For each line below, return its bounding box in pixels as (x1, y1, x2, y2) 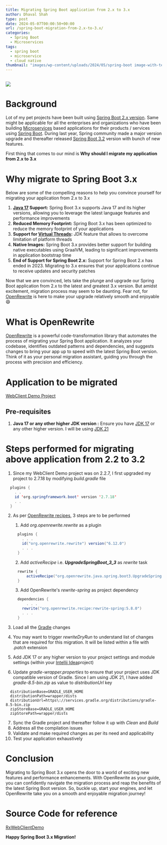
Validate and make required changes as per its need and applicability (12, 730, 154, 736)
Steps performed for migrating (5, 443, 134, 455)
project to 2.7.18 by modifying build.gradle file (12, 476, 106, 482)
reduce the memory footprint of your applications (12, 226, 114, 232)
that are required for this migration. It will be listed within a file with (12, 639, 149, 645)
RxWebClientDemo (5, 824, 44, 830)
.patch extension (12, 644, 48, 650)
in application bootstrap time (12, 252, 71, 258)
